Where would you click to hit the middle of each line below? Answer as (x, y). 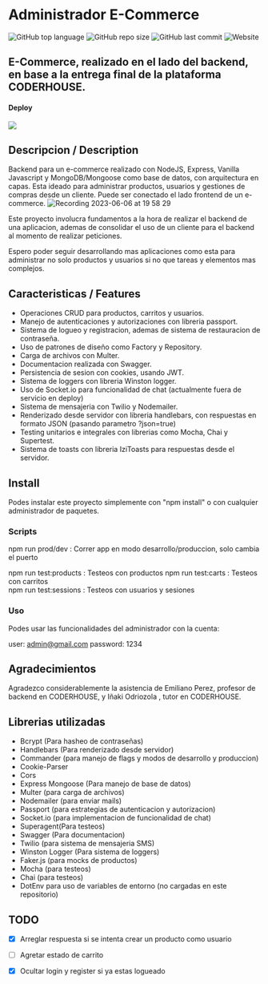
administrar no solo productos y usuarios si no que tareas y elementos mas (132, 260)
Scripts (23, 531)
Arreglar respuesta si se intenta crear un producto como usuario (126, 939)
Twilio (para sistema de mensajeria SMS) (87, 844)
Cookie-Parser (44, 767)
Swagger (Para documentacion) (72, 835)
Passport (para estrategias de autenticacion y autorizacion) (118, 809)
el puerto (23, 558)
